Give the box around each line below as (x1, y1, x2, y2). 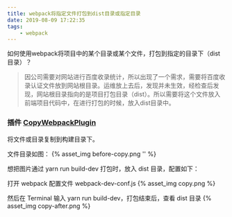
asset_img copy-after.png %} (7, 202, 91, 210)
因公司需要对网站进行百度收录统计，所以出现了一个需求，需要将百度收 (24, 73, 226, 81)
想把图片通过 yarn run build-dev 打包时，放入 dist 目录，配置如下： (7, 164, 199, 173)
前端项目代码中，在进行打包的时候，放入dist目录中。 (24, 98, 175, 107)
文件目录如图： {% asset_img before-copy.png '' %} (7, 150, 156, 158)
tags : (7, 23, 23, 30)
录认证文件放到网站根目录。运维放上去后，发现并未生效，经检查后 (24, 81, 213, 90)
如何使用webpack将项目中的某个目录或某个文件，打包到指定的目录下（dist (7, 49, 221, 58)
